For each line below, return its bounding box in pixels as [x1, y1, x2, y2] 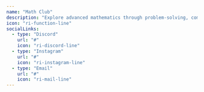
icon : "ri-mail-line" [17, 76, 72, 82]
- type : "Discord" [12, 31, 59, 38]
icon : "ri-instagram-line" [17, 59, 86, 65]
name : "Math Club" [6, 8, 53, 15]
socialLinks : [6, 25, 39, 32]
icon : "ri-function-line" [6, 20, 72, 26]
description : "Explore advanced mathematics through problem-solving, [6, 15, 189, 21]
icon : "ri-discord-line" [17, 43, 80, 49]
